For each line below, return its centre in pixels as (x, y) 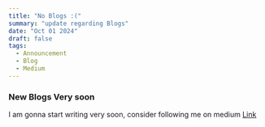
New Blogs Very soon (52, 96)
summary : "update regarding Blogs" (69, 23)
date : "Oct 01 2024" (43, 31)
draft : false (30, 38)
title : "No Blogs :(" (45, 16)
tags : (17, 46)
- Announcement (41, 53)
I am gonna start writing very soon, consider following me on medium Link (132, 115)
